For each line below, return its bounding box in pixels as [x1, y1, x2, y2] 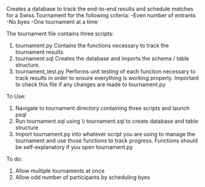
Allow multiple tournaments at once [15, 167, 105, 174]
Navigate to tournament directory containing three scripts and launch [15, 105, 190, 112]
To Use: [6, 93, 26, 100]
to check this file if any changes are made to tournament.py [15, 81, 166, 88]
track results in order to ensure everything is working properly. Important [15, 75, 199, 81]
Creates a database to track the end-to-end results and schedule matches [6, 5, 194, 12]
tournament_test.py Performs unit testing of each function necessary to [15, 68, 196, 75]
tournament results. [15, 48, 65, 56]
